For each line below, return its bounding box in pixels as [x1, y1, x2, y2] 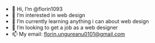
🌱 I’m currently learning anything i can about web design [11, 18, 149, 24]
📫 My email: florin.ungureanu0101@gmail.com [11, 31, 126, 37]
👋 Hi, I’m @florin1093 [11, 6, 63, 12]
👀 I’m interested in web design [11, 12, 85, 19]
